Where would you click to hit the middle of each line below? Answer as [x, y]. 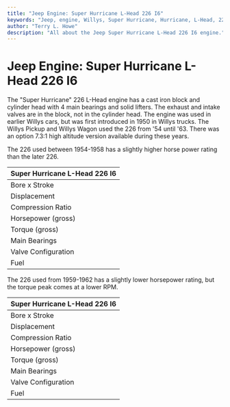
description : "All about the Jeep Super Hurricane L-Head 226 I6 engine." [116, 32]
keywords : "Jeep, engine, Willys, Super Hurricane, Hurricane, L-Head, [111, 20]
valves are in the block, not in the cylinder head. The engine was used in [109, 114]
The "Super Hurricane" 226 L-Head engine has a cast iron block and [104, 100]
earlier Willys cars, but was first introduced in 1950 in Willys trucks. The [108, 122]
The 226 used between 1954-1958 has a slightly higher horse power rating [112, 149]
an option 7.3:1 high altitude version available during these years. [98, 136]
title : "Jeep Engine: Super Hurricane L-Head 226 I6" [86, 13]
